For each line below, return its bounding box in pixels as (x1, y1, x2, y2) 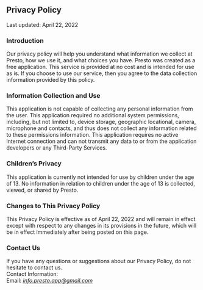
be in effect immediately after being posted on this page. (6, 228, 149, 236)
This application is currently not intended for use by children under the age (6, 173, 194, 181)
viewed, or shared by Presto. (6, 186, 79, 194)
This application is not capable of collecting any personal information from (6, 105, 193, 112)
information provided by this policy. (6, 76, 95, 84)
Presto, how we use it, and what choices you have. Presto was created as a (6, 57, 196, 64)
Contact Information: (6, 270, 59, 278)
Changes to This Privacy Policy (6, 201, 101, 210)
